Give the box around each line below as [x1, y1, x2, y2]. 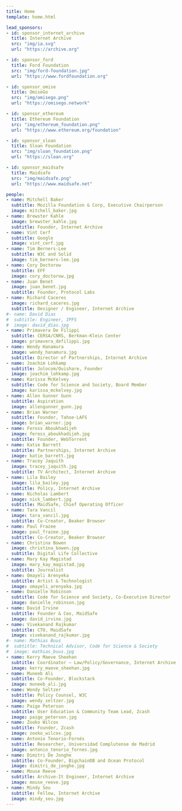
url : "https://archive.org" [11, 46, 80, 53]
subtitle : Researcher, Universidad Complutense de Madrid [11, 741, 156, 747]
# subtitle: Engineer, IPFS [6, 317, 77, 323]
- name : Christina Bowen [6, 540, 66, 546]
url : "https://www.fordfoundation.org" [11, 73, 108, 79]
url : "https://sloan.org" [11, 154, 75, 160]
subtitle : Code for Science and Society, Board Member [11, 382, 148, 388]
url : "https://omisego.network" [11, 100, 90, 106]
